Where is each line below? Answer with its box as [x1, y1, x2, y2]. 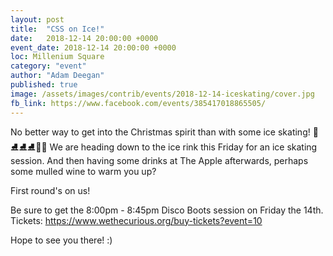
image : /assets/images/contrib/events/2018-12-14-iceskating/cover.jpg [10, 89, 315, 99]
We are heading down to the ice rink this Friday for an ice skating [49, 141, 318, 153]
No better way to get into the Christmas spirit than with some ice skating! [10, 126, 311, 138]
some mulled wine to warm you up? [10, 165, 157, 177]
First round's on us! [10, 184, 91, 196]
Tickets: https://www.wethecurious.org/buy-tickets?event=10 [10, 214, 263, 226]
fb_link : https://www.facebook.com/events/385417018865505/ [10, 98, 267, 108]
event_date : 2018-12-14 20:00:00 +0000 [10, 42, 177, 53]
